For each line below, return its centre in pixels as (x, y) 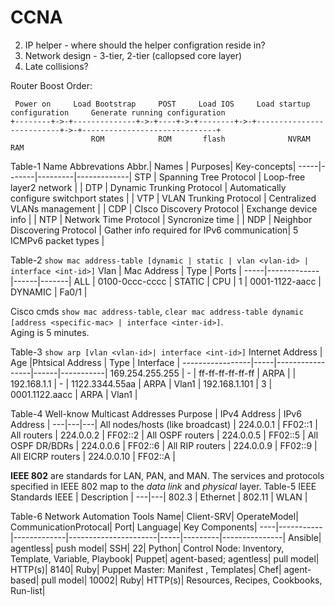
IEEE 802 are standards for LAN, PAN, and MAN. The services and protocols (167, 475)
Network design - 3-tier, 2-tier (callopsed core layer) (133, 55)
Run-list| (28, 590)
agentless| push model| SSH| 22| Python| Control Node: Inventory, (147, 548)
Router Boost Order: (51, 85)
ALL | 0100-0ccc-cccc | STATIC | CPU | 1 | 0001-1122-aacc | (197, 281)
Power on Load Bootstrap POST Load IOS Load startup (162, 104)
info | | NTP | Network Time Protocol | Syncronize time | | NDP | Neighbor (161, 219)
